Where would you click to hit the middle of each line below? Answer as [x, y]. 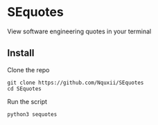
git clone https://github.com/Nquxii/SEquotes [76, 83]
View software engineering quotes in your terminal [79, 31]
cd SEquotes [24, 89]
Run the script [27, 101]
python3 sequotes [32, 114]
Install [21, 53]
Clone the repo [28, 69]
